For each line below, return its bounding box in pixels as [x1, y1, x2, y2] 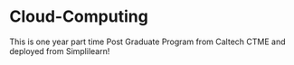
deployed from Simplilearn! [9, 45, 110, 56]
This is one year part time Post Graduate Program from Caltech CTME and [9, 36, 286, 47]
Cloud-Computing [9, 6, 149, 27]
